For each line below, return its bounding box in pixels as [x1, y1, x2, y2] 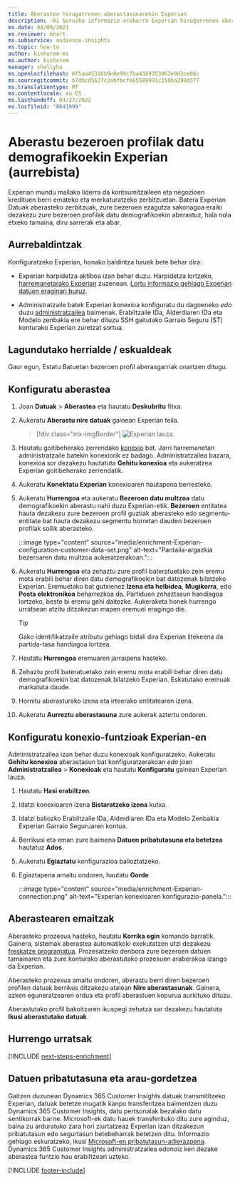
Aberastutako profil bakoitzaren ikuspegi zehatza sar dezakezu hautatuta [8, 1004, 223, 1013]
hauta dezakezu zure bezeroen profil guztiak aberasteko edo [18, 509, 197, 517]
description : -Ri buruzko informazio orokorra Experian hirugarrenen [8, 17, 219, 24]
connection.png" [18, 892, 68, 901]
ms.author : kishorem [8, 57, 70, 64]
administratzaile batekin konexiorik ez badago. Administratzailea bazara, [18, 451, 231, 460]
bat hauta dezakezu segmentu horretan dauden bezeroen [42, 517, 212, 525]
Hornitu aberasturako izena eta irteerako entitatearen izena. [18, 696, 194, 706]
